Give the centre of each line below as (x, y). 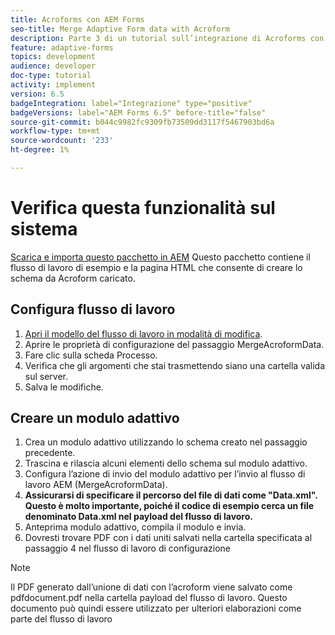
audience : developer (53, 66)
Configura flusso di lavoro (93, 309)
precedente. (50, 453)
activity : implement (53, 85)
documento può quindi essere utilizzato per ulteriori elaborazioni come (156, 608)
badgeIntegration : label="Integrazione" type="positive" (131, 103)
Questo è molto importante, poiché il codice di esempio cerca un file (169, 506)
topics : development (53, 57)
